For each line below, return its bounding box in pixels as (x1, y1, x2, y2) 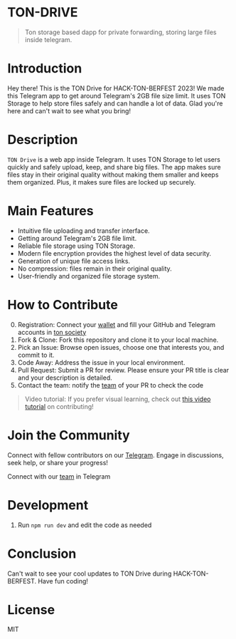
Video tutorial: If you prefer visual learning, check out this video (24, 395, 211, 403)
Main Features (7, 203, 94, 219)
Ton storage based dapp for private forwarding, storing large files (24, 28, 217, 36)
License (7, 601, 55, 618)
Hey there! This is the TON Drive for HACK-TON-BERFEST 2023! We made (7, 83, 225, 93)
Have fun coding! (38, 576, 89, 585)
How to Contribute (7, 296, 119, 313)
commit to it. (17, 350, 55, 359)
